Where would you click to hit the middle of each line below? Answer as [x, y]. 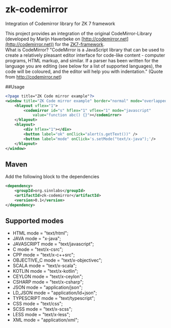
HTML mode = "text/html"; [40, 233]
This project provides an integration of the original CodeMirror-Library [79, 33]
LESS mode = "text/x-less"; [41, 315]
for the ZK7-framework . [80, 44]
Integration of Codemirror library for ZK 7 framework [60, 24]
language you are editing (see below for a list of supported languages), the [84, 66]
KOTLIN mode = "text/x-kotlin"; [46, 271]
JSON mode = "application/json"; [48, 288]
